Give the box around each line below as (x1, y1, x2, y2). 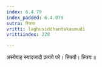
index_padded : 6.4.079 (6, 15, 64, 21)
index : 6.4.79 (6, 9, 42, 15)
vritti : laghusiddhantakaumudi (6, 26, 86, 32)
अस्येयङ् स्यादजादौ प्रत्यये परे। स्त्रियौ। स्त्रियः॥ (6, 54, 96, 61)
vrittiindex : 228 (6, 32, 50, 38)
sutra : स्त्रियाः (6, 20, 36, 26)
